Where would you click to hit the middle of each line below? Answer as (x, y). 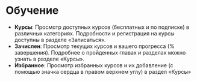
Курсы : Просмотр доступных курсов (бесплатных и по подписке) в (102, 27)
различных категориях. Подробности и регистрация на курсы (95, 33)
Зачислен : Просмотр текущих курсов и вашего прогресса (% (95, 46)
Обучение (32, 10)
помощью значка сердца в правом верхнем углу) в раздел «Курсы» (102, 71)
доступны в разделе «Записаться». (60, 40)
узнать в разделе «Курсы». (49, 59)
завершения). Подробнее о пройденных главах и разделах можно (100, 52)
